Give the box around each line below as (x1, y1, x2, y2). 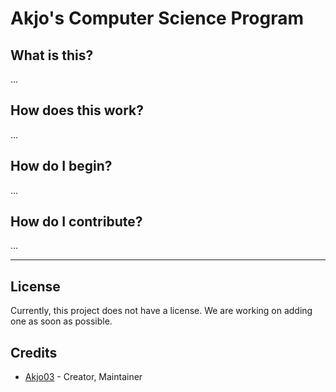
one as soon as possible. (10, 315, 113, 327)
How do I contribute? (10, 213, 143, 231)
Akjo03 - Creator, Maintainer (24, 371, 143, 383)
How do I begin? (10, 158, 113, 175)
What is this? (10, 47, 94, 64)
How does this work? (10, 102, 144, 119)
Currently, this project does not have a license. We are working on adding (10, 305, 313, 317)
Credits (10, 344, 58, 361)
